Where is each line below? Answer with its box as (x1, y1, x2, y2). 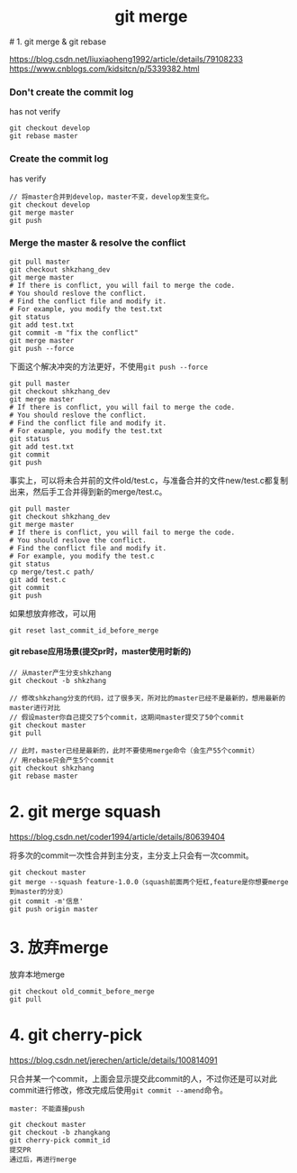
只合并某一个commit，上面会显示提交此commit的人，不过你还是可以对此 (9, 1073, 277, 1084)
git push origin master (9, 904, 99, 913)
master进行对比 (9, 704, 61, 713)
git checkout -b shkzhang (9, 677, 106, 686)
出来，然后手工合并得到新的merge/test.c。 (9, 485, 167, 497)
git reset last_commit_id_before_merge (9, 625, 159, 635)
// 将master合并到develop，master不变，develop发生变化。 (9, 192, 214, 201)
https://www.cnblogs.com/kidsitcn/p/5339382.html (9, 63, 200, 74)
